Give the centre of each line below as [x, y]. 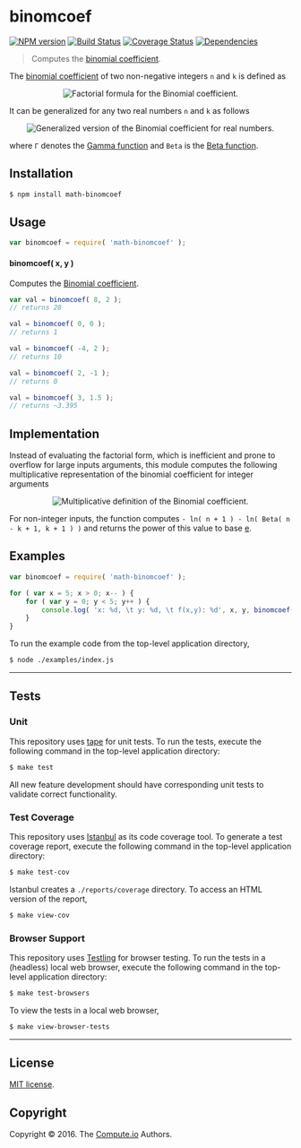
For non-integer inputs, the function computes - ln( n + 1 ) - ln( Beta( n [150, 519]
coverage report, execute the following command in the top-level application [150, 846]
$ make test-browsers [50, 993]
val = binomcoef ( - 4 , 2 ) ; [60, 349]
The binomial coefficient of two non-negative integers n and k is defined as [148, 76]
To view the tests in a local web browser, [84, 1010]
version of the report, [48, 899]
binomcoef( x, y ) [42, 263]
